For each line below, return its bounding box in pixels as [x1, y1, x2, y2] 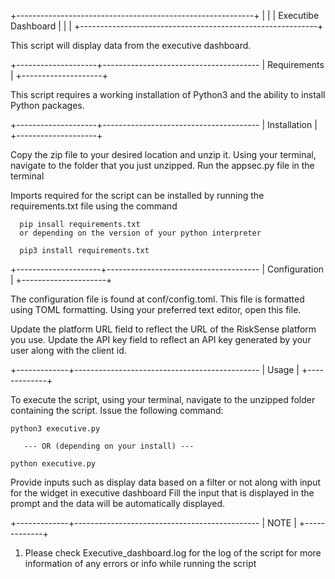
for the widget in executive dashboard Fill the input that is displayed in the [10, 487, 315, 499]
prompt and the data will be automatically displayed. [10, 498, 226, 509]
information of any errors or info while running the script [24, 558, 257, 569]
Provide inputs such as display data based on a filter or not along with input [10, 476, 322, 488]
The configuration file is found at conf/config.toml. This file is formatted [10, 293, 305, 305]
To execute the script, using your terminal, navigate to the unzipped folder [10, 394, 316, 405]
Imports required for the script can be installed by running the [10, 190, 265, 201]
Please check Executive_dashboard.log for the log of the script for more [24, 547, 322, 559]
